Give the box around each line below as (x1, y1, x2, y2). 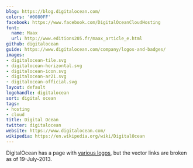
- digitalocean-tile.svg (6, 57, 67, 63)
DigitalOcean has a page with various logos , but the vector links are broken (6, 149, 187, 156)
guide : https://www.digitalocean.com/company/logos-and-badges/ (6, 47, 166, 52)
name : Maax (11, 30, 38, 36)
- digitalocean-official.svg (6, 79, 77, 85)
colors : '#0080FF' (6, 14, 51, 20)
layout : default (6, 85, 46, 90)
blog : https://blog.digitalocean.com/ (6, 8, 101, 15)
